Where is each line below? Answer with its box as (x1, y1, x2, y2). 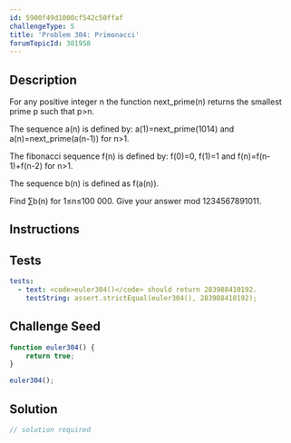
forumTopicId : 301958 (9, 38, 92, 48)
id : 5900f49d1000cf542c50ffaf (9, 13, 124, 23)
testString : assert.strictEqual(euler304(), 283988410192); (25, 294, 257, 303)
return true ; (25, 351, 75, 360)
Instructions (9, 221, 80, 237)
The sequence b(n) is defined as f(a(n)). (9, 178, 160, 189)
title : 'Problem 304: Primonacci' (9, 30, 141, 39)
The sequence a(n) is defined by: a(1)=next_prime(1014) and (9, 123, 235, 134)
